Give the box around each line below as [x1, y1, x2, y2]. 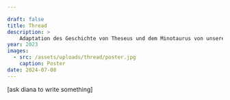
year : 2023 [7, 41, 38, 48]
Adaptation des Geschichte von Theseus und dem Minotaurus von [19, 35, 204, 41]
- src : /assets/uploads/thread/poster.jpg [13, 54, 136, 61]
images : [7, 48, 29, 54]
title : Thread [7, 22, 48, 29]
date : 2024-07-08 [7, 66, 57, 73]
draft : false [7, 16, 44, 22]
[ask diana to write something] [7, 85, 93, 93]
